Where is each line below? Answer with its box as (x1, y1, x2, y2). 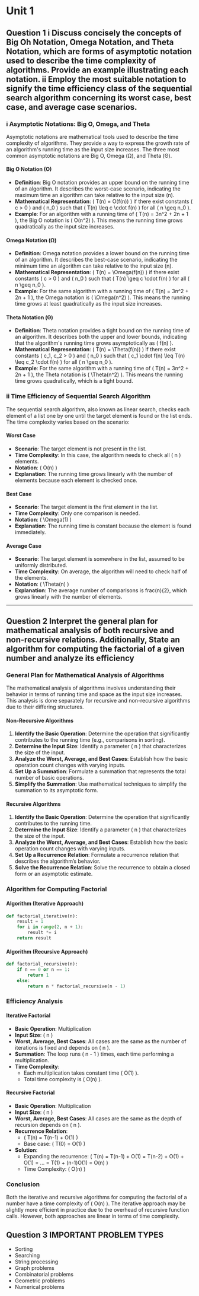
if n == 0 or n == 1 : (17, 967, 70, 973)
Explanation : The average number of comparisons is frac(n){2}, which (14, 587, 187, 594)
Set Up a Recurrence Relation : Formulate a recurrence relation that (14, 852, 179, 859)
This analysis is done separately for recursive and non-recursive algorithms (6, 697, 191, 704)
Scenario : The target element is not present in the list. (14, 445, 147, 452)
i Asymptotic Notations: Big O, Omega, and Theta (6, 120, 150, 128)
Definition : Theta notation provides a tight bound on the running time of (14, 327, 191, 334)
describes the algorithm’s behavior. (14, 857, 101, 865)
